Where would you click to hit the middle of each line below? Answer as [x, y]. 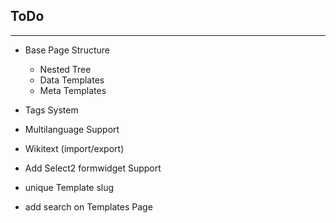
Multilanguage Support [72, 129]
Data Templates [72, 80]
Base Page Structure [67, 50]
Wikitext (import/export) [74, 148]
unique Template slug [69, 187]
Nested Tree [65, 69]
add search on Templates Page [88, 206]
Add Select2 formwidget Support [93, 168]
